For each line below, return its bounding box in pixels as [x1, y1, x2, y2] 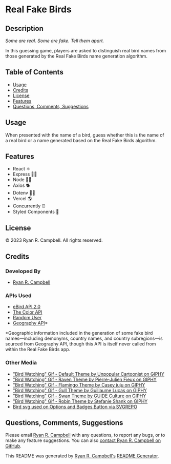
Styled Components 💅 [12, 209, 59, 215]
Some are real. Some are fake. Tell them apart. [5, 37, 104, 44]
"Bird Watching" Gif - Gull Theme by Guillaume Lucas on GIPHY [12, 387, 147, 393]
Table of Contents [5, 68, 64, 76]
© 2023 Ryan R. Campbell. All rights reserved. [5, 237, 103, 243]
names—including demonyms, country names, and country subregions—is [5, 335, 163, 342]
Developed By [5, 267, 41, 275]
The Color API [12, 309, 42, 315]
